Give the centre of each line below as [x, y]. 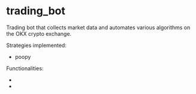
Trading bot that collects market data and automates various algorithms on [98, 27]
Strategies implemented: [37, 45]
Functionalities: [25, 68]
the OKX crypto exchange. [39, 33]
